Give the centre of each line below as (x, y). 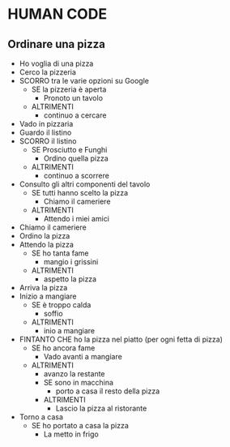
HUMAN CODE (57, 14)
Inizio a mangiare (48, 296)
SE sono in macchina (79, 383)
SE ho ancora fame (63, 348)
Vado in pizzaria (46, 124)
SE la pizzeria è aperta (69, 89)
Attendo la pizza (47, 245)
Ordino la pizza (45, 236)
